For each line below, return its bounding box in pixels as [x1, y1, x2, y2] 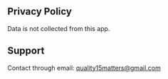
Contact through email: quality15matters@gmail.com [7, 63, 162, 72]
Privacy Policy [7, 6, 73, 18]
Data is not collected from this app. [7, 24, 110, 32]
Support [7, 45, 45, 57]
